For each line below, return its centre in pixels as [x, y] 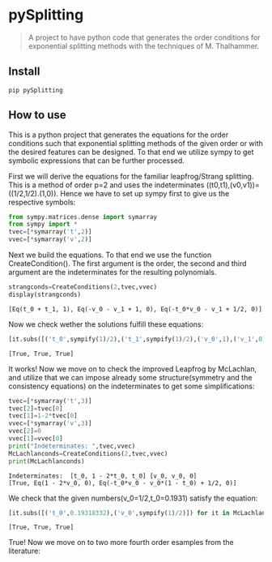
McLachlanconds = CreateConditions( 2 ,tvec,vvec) [88, 453]
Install [24, 72]
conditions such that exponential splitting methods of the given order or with [136, 143]
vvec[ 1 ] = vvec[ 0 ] [36, 439]
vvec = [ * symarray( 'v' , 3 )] [50, 423]
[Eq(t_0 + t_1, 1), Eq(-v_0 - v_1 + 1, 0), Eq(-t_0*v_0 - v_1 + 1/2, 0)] [136, 309]
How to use [37, 115]
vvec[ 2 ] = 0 [25, 431]
